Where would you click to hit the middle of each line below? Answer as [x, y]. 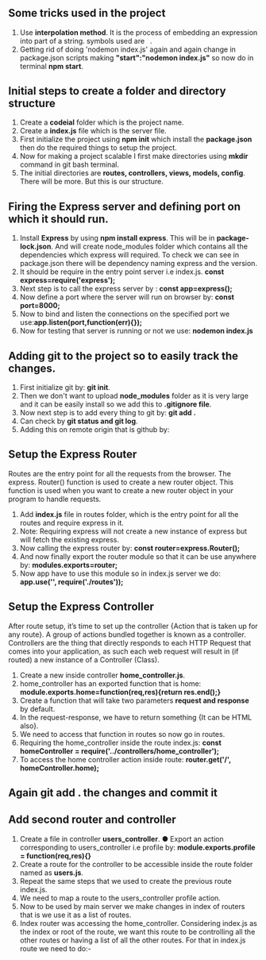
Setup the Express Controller [81, 607]
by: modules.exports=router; [68, 565]
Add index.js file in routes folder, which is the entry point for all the [129, 514]
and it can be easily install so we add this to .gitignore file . [116, 404]
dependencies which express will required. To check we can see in [129, 255]
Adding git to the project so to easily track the [123, 356]
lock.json [35, 247]
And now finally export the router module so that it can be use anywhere [138, 556]
